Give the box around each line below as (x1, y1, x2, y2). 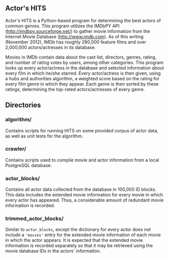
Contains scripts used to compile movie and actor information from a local (5, 157, 159, 163)
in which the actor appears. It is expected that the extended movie (5, 237, 143, 243)
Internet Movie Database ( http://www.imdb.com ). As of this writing (5, 33, 144, 39)
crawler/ (5, 145, 27, 152)
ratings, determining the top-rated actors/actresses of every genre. (5, 86, 145, 92)
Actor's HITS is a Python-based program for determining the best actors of (5, 17, 161, 23)
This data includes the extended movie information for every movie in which (5, 192, 163, 198)
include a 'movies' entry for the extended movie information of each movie (5, 232, 161, 238)
